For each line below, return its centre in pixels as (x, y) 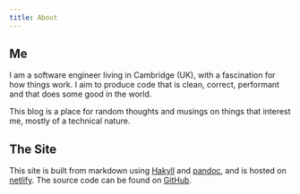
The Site (33, 149)
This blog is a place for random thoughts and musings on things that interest (150, 112)
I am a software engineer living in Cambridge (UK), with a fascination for (142, 75)
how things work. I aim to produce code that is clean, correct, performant (145, 85)
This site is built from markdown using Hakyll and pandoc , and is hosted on (148, 171)
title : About (34, 17)
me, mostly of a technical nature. (70, 121)
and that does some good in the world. (81, 94)
